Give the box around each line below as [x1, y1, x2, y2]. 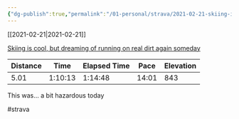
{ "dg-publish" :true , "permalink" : [7, 10, 107, 18]
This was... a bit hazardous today [7, 90, 105, 100]
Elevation [164, 61, 197, 71]
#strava [7, 105, 30, 113]
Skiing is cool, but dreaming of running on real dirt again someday [7, 43, 201, 52]
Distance [11, 61, 42, 71]
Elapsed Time [83, 61, 130, 71]
